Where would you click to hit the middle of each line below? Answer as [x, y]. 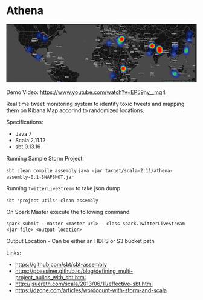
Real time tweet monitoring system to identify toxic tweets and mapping [95, 104]
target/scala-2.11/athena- [139, 170]
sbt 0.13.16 [28, 147]
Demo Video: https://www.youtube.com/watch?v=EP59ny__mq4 [86, 92]
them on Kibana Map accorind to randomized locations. [76, 110]
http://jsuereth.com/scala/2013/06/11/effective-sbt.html [84, 284]
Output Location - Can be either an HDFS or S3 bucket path [81, 241]
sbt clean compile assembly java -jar [54, 170]
